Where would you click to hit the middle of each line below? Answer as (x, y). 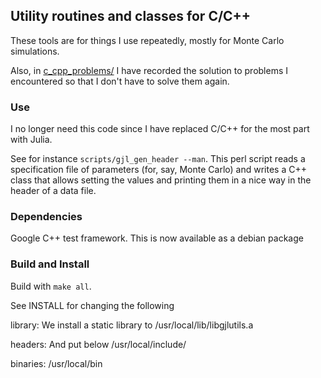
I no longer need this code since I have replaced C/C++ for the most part (160, 129)
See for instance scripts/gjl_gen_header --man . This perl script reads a (158, 159)
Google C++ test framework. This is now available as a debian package (157, 238)
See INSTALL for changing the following (92, 305)
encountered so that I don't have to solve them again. (120, 81)
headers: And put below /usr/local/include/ (98, 344)
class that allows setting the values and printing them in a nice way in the (161, 180)
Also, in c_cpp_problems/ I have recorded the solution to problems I (149, 70)
